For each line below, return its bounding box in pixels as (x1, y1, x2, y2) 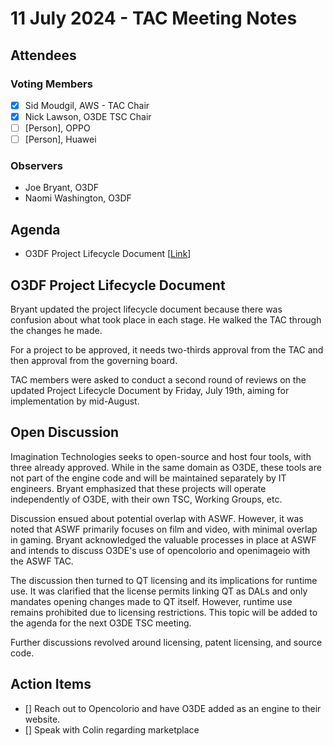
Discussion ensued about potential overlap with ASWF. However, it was (10, 512, 304, 524)
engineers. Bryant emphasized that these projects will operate (10, 482, 267, 494)
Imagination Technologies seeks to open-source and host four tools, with (10, 450, 312, 462)
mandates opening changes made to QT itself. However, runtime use (10, 595, 293, 607)
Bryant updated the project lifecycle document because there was (10, 303, 283, 316)
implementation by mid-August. (10, 395, 140, 407)
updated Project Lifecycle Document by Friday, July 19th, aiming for (10, 385, 290, 397)
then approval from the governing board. (10, 355, 178, 367)
